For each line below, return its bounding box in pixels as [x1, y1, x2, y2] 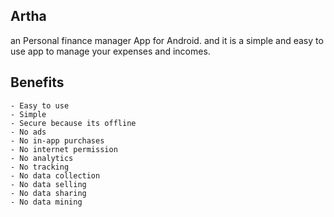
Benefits [10, 74, 65, 91]
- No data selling [10, 179, 87, 189]
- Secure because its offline [10, 118, 137, 128]
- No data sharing [10, 188, 87, 198]
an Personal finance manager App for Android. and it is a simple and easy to [10, 34, 324, 46]
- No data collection [10, 170, 101, 181]
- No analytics [10, 153, 74, 163]
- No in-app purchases [10, 135, 105, 146]
